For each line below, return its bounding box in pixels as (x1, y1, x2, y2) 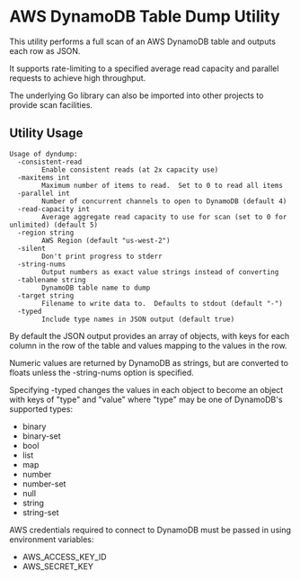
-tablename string (17, 275, 87, 284)
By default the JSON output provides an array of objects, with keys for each (9, 330, 290, 341)
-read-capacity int (17, 204, 91, 213)
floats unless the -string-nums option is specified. (9, 367, 195, 378)
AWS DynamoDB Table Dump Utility (9, 6, 280, 27)
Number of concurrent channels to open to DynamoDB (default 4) (41, 196, 287, 206)
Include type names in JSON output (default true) (41, 315, 235, 324)
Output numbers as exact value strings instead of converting (41, 267, 279, 276)
